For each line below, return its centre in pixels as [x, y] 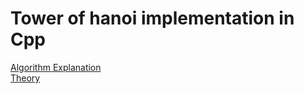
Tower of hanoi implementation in [152, 18]
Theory [25, 78]
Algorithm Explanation [56, 67]
